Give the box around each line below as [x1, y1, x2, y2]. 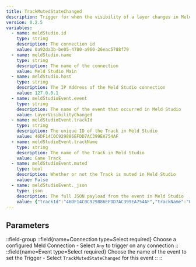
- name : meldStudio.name [11, 52, 72, 58]
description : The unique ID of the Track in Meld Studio [16, 128, 158, 134]
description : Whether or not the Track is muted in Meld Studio [16, 172, 176, 178]
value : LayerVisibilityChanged [16, 112, 93, 117]
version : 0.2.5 [6, 19, 43, 25]
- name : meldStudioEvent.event [11, 95, 87, 101]
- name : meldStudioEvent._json [11, 182, 87, 188]
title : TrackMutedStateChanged [6, 8, 82, 15]
